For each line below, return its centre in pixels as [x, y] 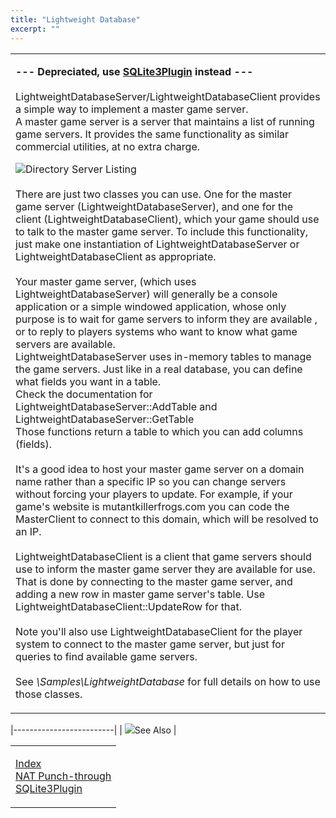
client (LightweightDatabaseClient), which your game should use [167, 219]
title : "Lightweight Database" [75, 19]
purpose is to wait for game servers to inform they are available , [166, 319]
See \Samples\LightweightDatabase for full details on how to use [168, 681]
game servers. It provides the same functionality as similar [152, 134]
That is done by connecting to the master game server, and [154, 581]
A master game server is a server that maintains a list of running [165, 121]
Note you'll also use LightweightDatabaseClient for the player [159, 631]
